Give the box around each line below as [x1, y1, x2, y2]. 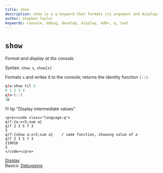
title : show [5, 7, 29, 12]
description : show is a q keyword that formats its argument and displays [5, 12, 160, 16]
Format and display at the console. [5, 56, 75, 61]
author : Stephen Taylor [5, 16, 53, 21]
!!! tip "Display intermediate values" [5, 106, 76, 112]
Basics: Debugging [5, 162, 43, 168]
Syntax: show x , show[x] [5, 65, 52, 71]
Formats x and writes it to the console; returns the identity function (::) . [5, 74, 149, 80]
